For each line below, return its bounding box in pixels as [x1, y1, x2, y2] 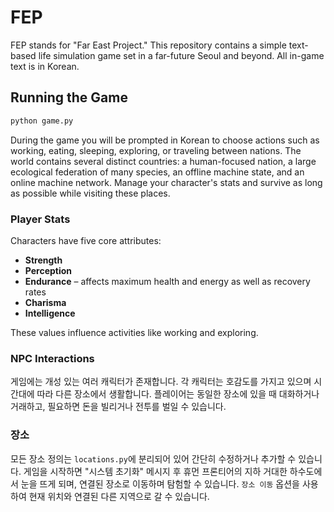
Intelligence [24, 307, 76, 319]
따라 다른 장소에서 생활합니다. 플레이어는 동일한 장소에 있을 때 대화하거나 [36, 388, 320, 400]
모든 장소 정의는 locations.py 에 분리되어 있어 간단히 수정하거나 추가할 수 [10, 452, 297, 465]
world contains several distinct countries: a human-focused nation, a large [10, 155, 317, 167]
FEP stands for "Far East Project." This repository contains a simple [10, 39, 287, 51]
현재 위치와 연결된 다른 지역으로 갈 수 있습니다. [28, 490, 210, 502]
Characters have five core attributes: [10, 234, 162, 246]
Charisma [24, 296, 67, 308]
